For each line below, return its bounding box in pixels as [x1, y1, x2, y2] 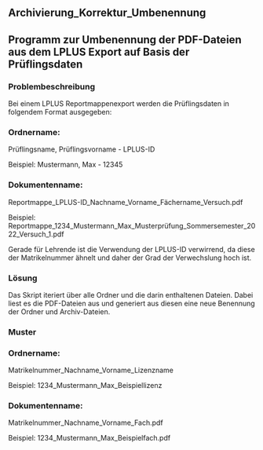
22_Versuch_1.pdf [8, 229, 64, 239]
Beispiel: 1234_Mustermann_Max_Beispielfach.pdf [8, 434, 171, 443]
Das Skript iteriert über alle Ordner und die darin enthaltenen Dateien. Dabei [8, 290, 254, 299]
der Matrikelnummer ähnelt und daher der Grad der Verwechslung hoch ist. [8, 253, 252, 262]
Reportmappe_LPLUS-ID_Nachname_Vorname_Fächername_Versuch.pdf [8, 197, 243, 207]
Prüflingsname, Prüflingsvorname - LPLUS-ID [8, 145, 155, 154]
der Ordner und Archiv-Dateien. [8, 306, 111, 316]
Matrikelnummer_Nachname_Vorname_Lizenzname [8, 365, 174, 375]
